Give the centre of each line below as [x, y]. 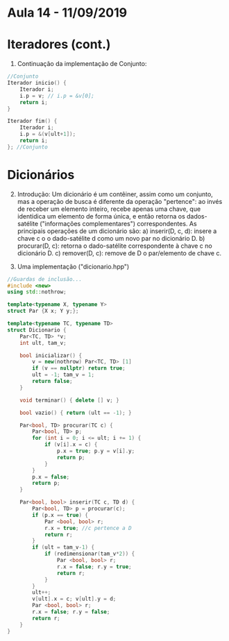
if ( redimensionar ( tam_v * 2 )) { [90, 554]
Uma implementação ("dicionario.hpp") [73, 266]
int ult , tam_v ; [43, 343]
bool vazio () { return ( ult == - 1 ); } [76, 413]
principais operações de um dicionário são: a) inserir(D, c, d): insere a [117, 231]
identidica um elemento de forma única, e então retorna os [101, 216]
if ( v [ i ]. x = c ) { [71, 445]
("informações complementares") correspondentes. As [118, 223]
